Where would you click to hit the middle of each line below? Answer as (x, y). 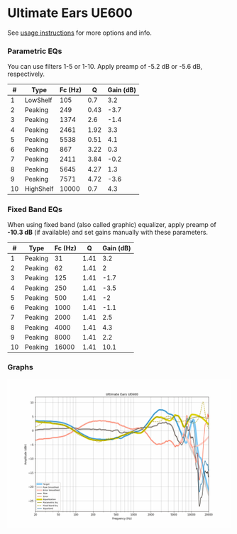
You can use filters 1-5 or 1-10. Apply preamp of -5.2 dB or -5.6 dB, (105, 67)
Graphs (20, 367)
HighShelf (39, 189)
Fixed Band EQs (35, 209)
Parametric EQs (35, 51)
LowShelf (38, 100)
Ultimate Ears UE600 (70, 13)
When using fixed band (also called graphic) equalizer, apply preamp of (112, 225)
